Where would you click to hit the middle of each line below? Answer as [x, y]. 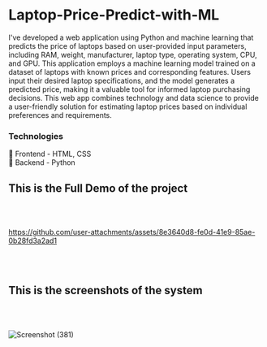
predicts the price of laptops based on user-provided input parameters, [127, 46]
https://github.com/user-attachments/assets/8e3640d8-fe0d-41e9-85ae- [132, 232]
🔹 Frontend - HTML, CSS [50, 154]
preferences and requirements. [60, 115]
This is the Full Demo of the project [98, 188]
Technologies [36, 136]
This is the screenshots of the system [106, 291]
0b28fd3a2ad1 [33, 241]
